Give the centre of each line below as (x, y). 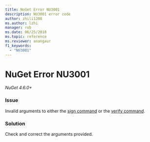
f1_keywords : (18, 46)
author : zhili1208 (24, 18)
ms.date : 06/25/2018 (26, 32)
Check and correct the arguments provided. (49, 134)
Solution (15, 124)
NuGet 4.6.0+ (19, 88)
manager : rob (18, 28)
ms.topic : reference (26, 37)
